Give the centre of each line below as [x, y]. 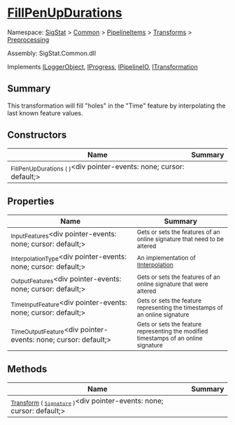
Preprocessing [28, 39]
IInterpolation [155, 265]
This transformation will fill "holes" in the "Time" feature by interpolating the [116, 106]
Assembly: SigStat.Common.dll [52, 53]
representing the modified [172, 331]
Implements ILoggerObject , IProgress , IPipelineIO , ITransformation [102, 66]
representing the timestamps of [180, 308]
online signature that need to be [180, 239]
